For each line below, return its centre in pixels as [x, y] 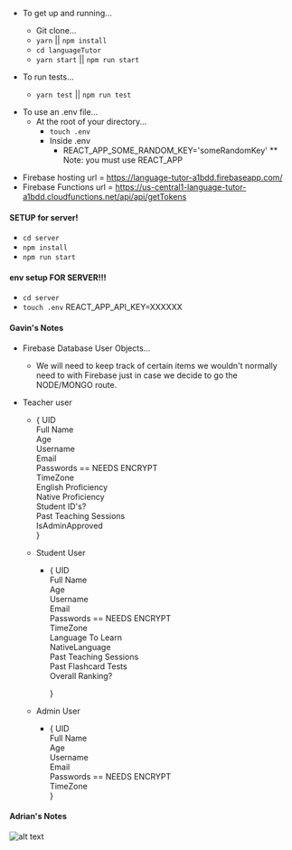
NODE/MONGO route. [76, 384]
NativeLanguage [80, 647]
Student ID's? [61, 506]
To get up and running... [67, 13]
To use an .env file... [60, 112]
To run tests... [48, 77]
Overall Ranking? [81, 675]
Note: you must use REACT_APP [123, 160]
